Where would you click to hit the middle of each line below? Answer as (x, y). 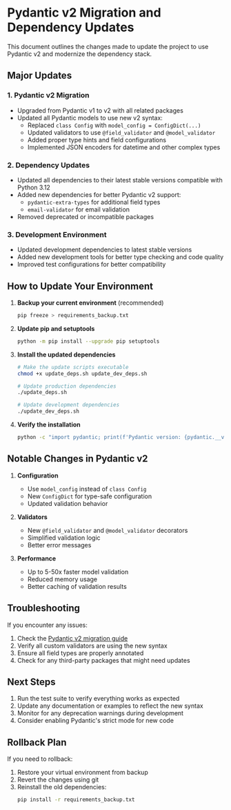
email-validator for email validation (78, 209)
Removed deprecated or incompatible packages (85, 216)
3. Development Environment (57, 234)
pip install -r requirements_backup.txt (76, 800)
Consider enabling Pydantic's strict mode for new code (96, 721)
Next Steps (31, 682)
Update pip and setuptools (56, 328)
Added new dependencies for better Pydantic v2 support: (99, 194)
